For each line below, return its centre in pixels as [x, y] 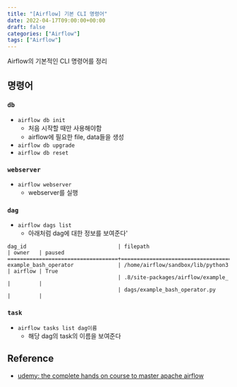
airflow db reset [43, 153]
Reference [31, 358]
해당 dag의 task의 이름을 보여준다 [74, 335]
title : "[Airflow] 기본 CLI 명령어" [57, 14]
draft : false [26, 27]
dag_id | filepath [79, 247]
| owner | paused [36, 253]
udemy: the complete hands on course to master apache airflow [111, 376]
